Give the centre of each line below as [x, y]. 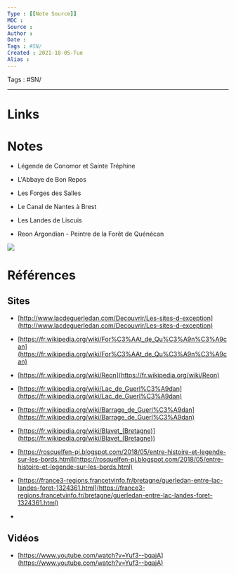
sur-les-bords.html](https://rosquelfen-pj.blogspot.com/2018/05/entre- [120, 459]
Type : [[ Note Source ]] [42, 14]
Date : [17, 40]
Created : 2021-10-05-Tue [45, 53]
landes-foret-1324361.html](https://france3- [81, 488]
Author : [20, 33]
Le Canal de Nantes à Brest [57, 206]
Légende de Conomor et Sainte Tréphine [76, 166]
